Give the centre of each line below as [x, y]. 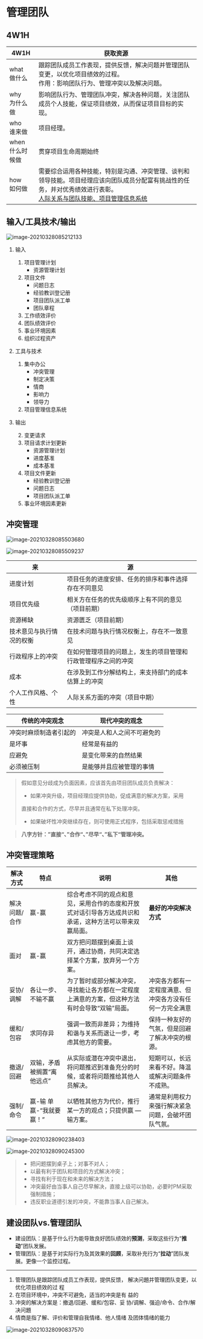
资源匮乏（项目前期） [97, 620]
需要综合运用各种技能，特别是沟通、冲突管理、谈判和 [114, 171]
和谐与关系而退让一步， [100, 1033]
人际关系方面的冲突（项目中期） [112, 697]
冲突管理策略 [30, 855]
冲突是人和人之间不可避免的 [121, 733]
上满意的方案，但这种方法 [103, 999]
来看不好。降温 [170, 1067]
